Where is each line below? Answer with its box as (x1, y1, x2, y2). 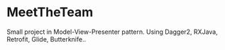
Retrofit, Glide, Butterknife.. (6, 35, 87, 43)
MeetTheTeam (6, 4, 94, 20)
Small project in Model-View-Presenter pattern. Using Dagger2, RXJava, (6, 27, 218, 36)
